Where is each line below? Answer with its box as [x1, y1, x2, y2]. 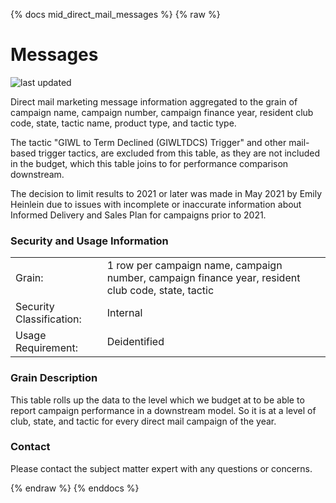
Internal [106, 306, 143, 320]
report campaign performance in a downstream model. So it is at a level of [10, 404, 317, 416]
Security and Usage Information [10, 234, 169, 248]
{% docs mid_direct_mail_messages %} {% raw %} [10, 9, 221, 20]
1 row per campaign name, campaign [106, 259, 283, 273]
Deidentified [106, 335, 165, 349]
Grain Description [10, 371, 98, 385]
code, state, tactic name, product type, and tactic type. [10, 117, 237, 129]
